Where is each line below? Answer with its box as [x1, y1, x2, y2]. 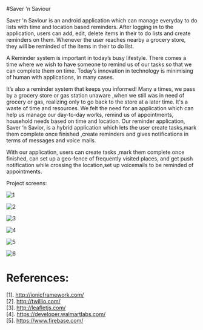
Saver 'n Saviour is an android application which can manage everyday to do [6, 17, 198, 24]
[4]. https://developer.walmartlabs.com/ [6, 310, 106, 317]
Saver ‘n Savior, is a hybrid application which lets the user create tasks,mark [6, 124, 197, 131]
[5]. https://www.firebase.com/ [6, 317, 84, 324]
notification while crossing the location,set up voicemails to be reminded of [6, 162, 194, 168]
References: [6, 271, 69, 285]
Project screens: [6, 180, 47, 186]
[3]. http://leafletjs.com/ [6, 304, 66, 311]
